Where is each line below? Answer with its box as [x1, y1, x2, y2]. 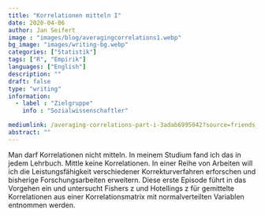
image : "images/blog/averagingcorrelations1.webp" [8, 33, 181, 42]
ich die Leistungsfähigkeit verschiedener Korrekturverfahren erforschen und [8, 166, 256, 176]
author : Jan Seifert [8, 26, 77, 34]
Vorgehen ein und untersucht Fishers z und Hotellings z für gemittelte [8, 183, 235, 193]
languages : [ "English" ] [8, 63, 87, 71]
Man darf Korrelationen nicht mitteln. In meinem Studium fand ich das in [8, 150, 242, 159]
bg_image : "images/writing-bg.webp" [8, 41, 129, 49]
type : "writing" [8, 84, 62, 93]
